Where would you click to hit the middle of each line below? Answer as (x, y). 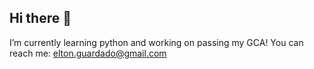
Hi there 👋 (40, 18)
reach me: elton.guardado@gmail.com (88, 53)
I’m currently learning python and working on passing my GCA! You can (156, 42)
